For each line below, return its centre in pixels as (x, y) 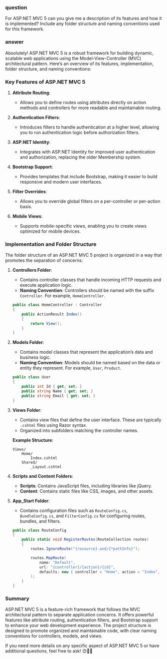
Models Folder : (28, 342)
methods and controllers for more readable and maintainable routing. (90, 108)
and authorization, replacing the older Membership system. (81, 157)
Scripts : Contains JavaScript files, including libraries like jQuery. (86, 486)
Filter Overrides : (30, 191)
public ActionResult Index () (52, 314)
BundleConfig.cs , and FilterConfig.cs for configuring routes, (83, 516)
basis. (26, 206)
